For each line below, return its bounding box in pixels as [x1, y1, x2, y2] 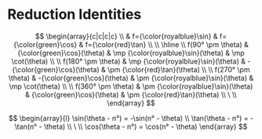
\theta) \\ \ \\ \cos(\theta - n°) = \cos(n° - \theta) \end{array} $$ [43, 122, 248, 131]
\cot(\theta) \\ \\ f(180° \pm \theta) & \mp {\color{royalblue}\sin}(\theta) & [11, 57, 246, 66]
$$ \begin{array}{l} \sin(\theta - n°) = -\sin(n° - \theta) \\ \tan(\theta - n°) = [8, 113, 249, 123]
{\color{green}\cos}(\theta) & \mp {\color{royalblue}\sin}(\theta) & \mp [17, 48, 245, 57]
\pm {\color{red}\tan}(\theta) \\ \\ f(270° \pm [107, 64, 250, 74]
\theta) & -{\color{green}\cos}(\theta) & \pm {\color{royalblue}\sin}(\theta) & [8, 73, 254, 82]
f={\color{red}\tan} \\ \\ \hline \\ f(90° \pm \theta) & [85, 39, 249, 49]
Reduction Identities [7, 5, 142, 24]
